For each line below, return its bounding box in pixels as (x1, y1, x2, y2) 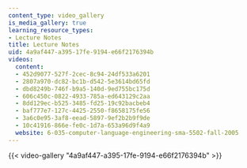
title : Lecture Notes (8, 41, 80, 49)
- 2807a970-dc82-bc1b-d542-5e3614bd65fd (15, 77, 150, 85)
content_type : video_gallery (8, 11, 104, 20)
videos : (8, 56, 34, 64)
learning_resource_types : (8, 26, 93, 34)
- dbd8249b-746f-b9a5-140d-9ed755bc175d (15, 84, 150, 93)
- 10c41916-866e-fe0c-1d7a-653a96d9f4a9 (15, 121, 150, 129)
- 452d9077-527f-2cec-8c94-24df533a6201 (15, 70, 150, 78)
